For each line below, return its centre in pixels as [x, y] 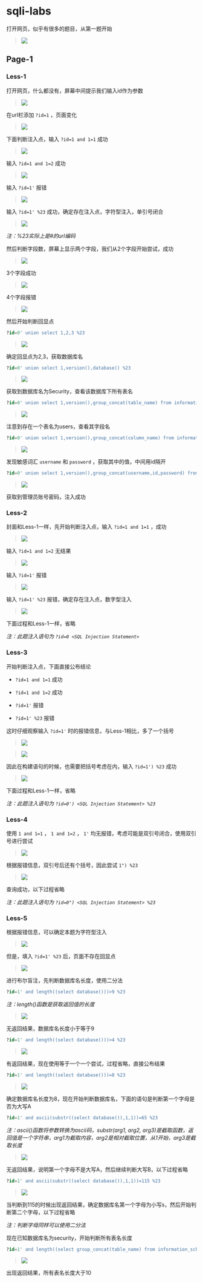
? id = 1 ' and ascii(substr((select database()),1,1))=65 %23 [82, 1117]
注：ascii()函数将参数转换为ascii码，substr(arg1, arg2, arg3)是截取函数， [97, 1130]
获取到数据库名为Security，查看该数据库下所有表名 [69, 391]
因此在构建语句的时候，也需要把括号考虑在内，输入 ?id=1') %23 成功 [92, 766]
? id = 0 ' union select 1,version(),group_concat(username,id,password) [96, 473]
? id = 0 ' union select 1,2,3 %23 [46, 333]
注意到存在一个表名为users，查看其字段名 [58, 427]
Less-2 [17, 512]
